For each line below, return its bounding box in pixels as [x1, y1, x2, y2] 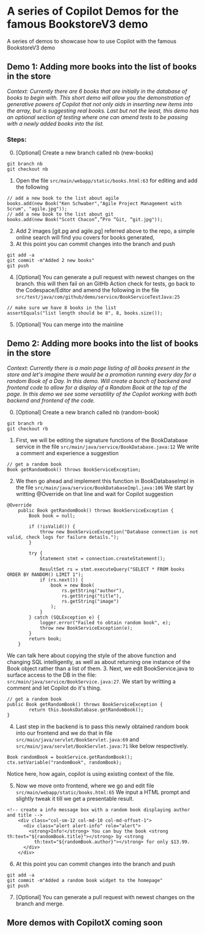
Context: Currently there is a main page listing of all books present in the [7, 364, 190, 371]
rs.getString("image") [61, 598, 120, 604]
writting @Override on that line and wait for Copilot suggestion [15, 490, 173, 497]
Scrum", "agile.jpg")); [7, 206, 68, 212]
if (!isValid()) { [29, 524, 76, 530]
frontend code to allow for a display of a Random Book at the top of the [7, 384, 187, 391]
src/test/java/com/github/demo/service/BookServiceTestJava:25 [15, 294, 181, 301]
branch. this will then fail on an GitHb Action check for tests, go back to [15, 280, 195, 288]
